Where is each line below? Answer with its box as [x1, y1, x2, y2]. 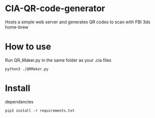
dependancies [5, 99, 34, 104]
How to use [5, 41, 51, 52]
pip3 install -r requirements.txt [5, 108, 75, 113]
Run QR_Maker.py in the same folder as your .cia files [5, 57, 111, 63]
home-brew [5, 24, 29, 30]
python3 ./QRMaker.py [5, 67, 49, 71]
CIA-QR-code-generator [5, 3, 106, 14]
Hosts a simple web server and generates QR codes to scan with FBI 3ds [5, 19, 151, 25]
